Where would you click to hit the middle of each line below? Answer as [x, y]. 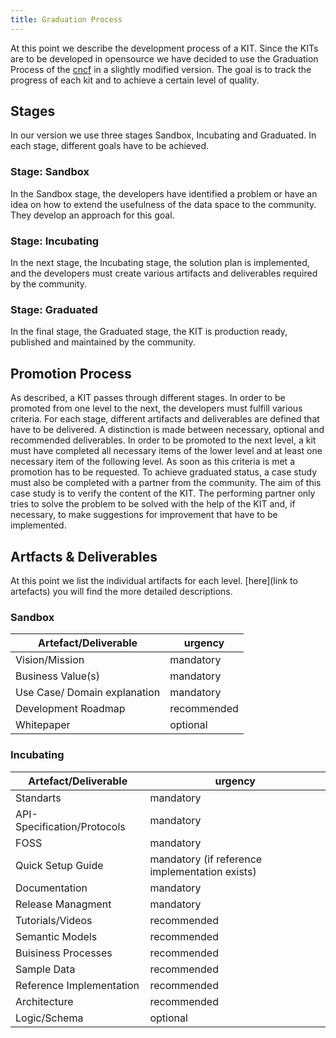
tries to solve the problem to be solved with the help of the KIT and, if [153, 504]
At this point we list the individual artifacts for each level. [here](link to [154, 580]
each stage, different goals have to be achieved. [110, 146]
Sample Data [45, 969]
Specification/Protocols [70, 826]
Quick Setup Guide [59, 865]
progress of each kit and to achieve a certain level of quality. [135, 80]
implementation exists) [203, 871]
